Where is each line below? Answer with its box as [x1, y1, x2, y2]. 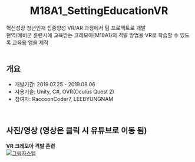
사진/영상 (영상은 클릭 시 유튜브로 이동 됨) [6, 126, 147, 136]
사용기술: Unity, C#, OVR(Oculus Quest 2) [14, 88, 115, 95]
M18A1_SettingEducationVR [29, 4, 168, 18]
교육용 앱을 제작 [12, 39, 49, 46]
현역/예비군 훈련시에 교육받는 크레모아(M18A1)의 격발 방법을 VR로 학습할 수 [6, 31, 179, 39]
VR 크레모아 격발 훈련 [6, 142, 55, 149]
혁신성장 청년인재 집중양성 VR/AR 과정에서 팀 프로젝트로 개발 [6, 24, 146, 31]
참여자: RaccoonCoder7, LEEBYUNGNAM [14, 95, 114, 102]
